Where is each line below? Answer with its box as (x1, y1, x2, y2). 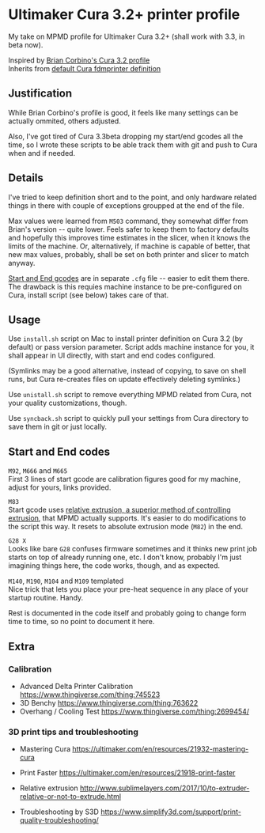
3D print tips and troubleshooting (8, 726, 138, 737)
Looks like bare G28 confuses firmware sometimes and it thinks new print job (8, 544, 258, 554)
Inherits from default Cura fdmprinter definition (8, 63, 161, 73)
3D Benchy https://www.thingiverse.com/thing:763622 (19, 698, 199, 707)
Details (8, 172, 44, 185)
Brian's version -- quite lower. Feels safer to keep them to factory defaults (8, 224, 249, 234)
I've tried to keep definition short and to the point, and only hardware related (8, 192, 257, 202)
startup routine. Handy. (8, 593, 84, 603)
